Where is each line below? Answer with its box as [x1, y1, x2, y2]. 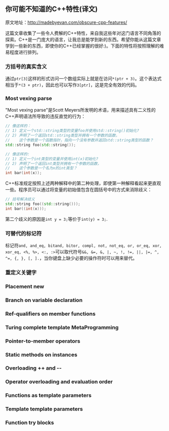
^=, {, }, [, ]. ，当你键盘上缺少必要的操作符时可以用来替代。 [5, 255, 138, 261]
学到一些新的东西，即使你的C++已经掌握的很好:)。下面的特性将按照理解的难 [5, 43, 164, 49]
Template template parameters [5, 406, 83, 413]
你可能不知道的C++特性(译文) [5, 5, 98, 14]
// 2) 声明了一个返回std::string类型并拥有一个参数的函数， [5, 133, 120, 138]
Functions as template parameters [5, 392, 92, 399]
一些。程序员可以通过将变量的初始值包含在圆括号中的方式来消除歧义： [5, 187, 152, 193]
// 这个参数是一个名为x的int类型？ [5, 165, 78, 171]
